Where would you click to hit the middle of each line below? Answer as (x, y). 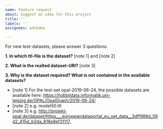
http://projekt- (53, 111)
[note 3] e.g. (25, 111)
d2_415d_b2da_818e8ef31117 (41, 122)
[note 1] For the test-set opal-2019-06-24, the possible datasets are (81, 90)
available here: (27, 95)
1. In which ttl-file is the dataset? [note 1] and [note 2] (60, 56)
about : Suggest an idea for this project (48, 14)
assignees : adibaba (25, 28)
